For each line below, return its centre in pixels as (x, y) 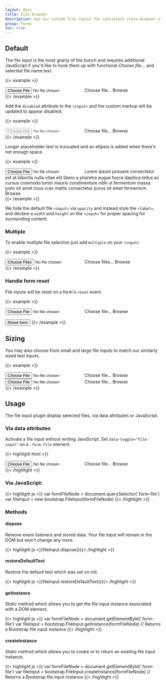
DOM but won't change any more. (40, 540)
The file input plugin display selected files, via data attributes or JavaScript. (82, 416)
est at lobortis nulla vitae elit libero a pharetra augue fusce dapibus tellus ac (82, 177)
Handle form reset (27, 281)
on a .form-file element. (45, 445)
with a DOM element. (26, 609)
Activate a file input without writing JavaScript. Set (57, 439)
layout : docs (19, 10)
